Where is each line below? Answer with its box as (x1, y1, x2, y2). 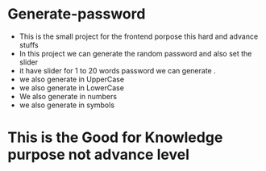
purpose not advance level (7, 146, 190, 164)
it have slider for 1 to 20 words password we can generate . (19, 65, 216, 75)
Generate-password (7, 5, 146, 23)
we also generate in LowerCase (19, 82, 124, 93)
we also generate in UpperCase (19, 74, 125, 84)
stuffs (19, 40, 39, 49)
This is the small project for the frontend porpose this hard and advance (19, 31, 259, 41)
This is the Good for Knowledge (7, 128, 223, 147)
